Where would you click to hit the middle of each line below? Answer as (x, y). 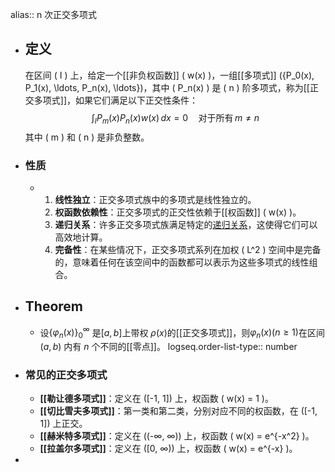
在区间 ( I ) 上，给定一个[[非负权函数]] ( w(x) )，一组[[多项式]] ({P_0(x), (169, 75)
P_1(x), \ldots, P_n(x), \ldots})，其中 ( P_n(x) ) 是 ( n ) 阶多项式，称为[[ (167, 87)
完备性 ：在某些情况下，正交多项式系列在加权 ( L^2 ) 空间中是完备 (188, 249)
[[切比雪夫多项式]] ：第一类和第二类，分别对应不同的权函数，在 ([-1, (178, 411)
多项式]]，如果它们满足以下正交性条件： (116, 100)
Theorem (53, 306)
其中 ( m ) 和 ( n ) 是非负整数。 (87, 137)
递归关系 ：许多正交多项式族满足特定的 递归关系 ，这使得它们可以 (186, 224)
